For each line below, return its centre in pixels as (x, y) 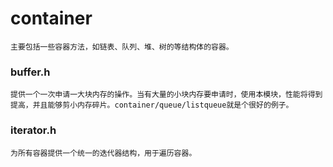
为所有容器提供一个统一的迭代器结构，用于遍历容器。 (103, 153)
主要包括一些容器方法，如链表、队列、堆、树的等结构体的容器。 (122, 47)
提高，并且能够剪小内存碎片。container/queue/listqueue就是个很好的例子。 (152, 105)
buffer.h (30, 72)
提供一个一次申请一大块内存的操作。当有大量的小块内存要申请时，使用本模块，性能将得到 (166, 95)
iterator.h (33, 130)
